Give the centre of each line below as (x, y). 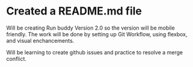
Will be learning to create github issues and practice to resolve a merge (95, 52)
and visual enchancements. (40, 40)
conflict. (17, 59)
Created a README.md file (74, 11)
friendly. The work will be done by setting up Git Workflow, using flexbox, (97, 34)
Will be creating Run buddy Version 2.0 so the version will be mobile (91, 28)
